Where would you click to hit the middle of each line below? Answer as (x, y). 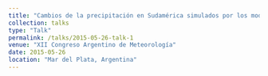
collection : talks (39, 23)
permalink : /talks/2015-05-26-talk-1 (71, 38)
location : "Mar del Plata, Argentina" (73, 60)
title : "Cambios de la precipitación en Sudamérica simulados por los (128, 15)
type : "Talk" (30, 30)
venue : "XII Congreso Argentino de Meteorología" (93, 45)
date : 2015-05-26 (37, 52)
